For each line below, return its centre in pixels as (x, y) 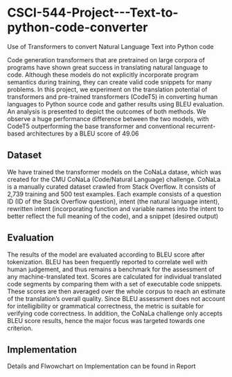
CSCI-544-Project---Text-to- (93, 13)
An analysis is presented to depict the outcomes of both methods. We (107, 111)
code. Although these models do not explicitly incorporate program (103, 75)
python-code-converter (78, 27)
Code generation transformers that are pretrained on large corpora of (106, 59)
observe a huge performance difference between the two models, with (108, 118)
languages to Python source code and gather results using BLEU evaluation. (116, 104)
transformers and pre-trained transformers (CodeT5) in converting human (113, 96)
